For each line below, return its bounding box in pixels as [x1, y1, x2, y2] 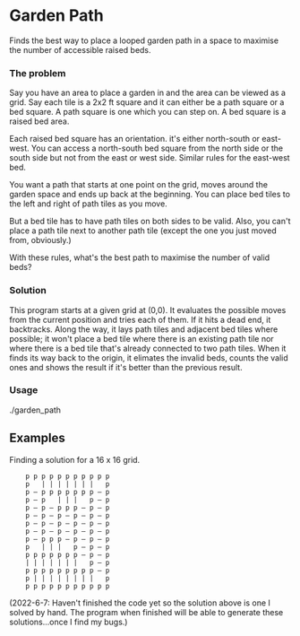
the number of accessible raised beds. [9, 44, 151, 55]
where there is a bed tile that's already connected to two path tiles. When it [9, 343, 287, 353]
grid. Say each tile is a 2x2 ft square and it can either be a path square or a [9, 97, 285, 108]
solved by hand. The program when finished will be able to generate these [9, 606, 284, 617]
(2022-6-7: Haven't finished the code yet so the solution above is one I [9, 597, 271, 608]
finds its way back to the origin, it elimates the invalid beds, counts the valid [9, 352, 288, 363]
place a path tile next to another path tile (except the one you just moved [9, 225, 278, 236]
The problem [9, 66, 66, 79]
